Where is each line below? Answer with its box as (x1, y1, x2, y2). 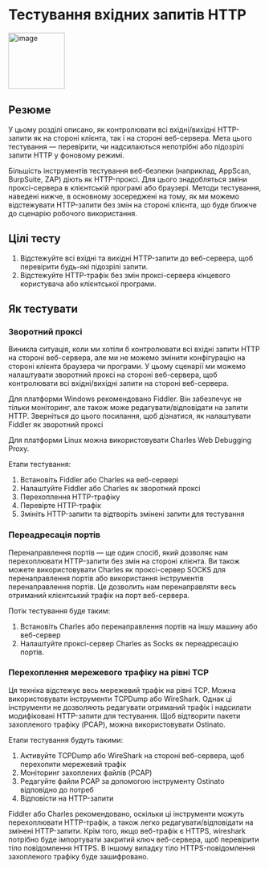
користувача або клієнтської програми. (19, 279, 157, 289)
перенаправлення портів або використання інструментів (8, 573, 204, 583)
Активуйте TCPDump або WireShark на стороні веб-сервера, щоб (19, 750, 245, 760)
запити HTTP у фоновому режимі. (8, 150, 124, 160)
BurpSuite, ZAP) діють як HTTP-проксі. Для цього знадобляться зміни (8, 174, 247, 184)
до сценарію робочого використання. (8, 208, 138, 218)
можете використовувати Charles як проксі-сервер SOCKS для (8, 564, 226, 574)
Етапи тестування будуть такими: (8, 735, 124, 744)
